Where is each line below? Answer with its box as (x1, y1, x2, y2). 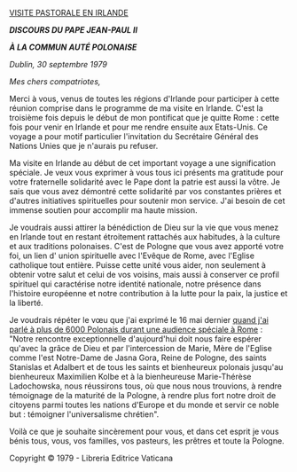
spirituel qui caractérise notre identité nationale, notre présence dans (9, 279, 262, 289)
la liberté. (9, 297, 43, 308)
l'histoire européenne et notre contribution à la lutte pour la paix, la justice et (9, 288, 288, 298)
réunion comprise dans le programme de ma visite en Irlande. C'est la (9, 103, 263, 114)
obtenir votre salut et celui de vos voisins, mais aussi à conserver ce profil (9, 270, 279, 279)
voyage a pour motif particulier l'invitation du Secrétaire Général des (9, 131, 259, 141)
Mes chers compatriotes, (9, 76, 101, 87)
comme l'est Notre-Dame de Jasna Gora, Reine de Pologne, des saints (9, 352, 268, 363)
